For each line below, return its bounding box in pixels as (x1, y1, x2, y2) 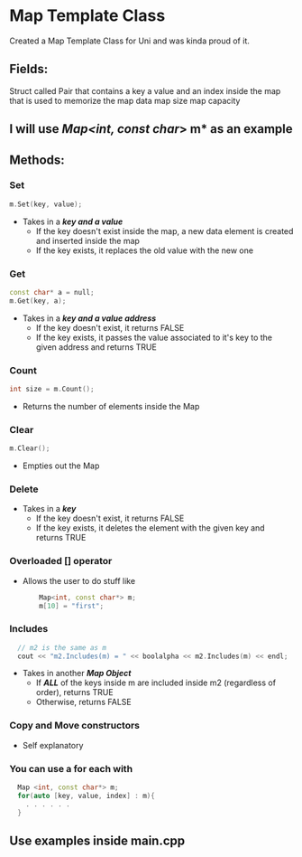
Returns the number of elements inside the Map (22, 400, 200, 411)
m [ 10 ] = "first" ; (39, 601, 105, 610)
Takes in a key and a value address (22, 313, 157, 324)
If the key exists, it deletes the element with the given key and (35, 523, 265, 533)
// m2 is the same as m (17, 643, 106, 652)
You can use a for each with (9, 762, 133, 775)
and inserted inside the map (35, 235, 140, 246)
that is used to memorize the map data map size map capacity (9, 95, 241, 106)
